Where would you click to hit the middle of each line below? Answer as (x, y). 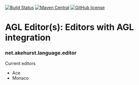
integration (28, 38)
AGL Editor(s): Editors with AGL (69, 27)
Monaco (20, 78)
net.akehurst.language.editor (41, 53)
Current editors (20, 64)
